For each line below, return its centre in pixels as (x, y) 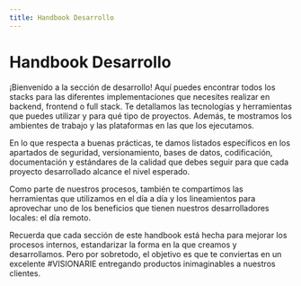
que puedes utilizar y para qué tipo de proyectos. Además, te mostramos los (150, 116)
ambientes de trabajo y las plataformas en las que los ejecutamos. (132, 125)
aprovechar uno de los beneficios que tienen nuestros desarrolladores (139, 208)
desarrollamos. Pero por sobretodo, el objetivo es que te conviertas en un (146, 254)
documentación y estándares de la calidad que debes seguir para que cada (149, 162)
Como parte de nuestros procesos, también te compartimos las (127, 189)
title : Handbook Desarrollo (62, 18)
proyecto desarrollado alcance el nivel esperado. (100, 171)
